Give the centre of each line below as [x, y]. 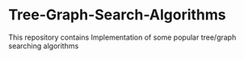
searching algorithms [44, 45]
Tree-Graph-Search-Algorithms [117, 15]
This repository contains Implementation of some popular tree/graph [122, 37]
